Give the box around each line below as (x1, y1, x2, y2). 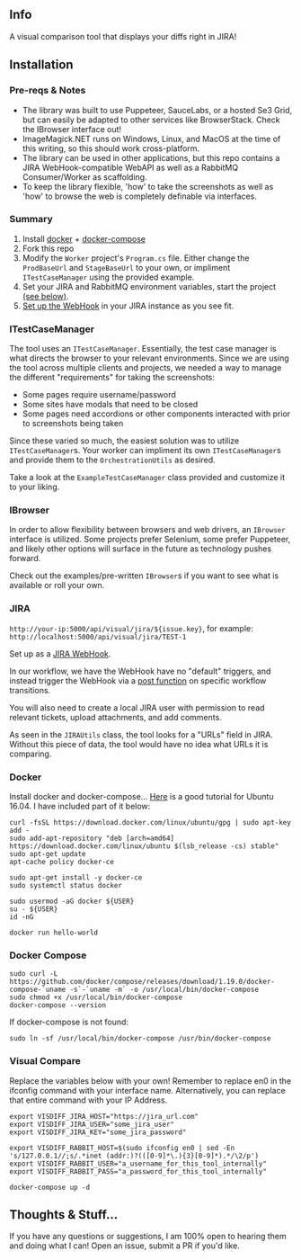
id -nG (9, 912, 34, 921)
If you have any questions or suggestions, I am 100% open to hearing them (9, 1231, 288, 1242)
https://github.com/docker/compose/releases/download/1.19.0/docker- (9, 978, 276, 987)
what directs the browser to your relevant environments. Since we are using (9, 353, 289, 363)
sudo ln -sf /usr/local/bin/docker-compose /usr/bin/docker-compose (9, 1034, 271, 1043)
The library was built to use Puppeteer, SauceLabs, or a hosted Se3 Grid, (22, 104, 293, 115)
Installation (9, 58, 74, 73)
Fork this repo (22, 243, 75, 254)
